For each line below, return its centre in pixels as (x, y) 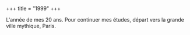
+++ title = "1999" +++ (34, 8)
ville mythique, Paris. (31, 26)
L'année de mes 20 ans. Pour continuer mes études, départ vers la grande (95, 20)
